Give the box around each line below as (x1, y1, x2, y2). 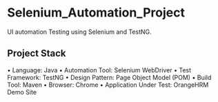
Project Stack (7, 48, 67, 59)
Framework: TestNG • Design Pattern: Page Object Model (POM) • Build (7, 73, 212, 81)
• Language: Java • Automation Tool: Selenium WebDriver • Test (7, 65, 192, 74)
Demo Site (7, 88, 37, 96)
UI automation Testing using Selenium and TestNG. (7, 28, 152, 36)
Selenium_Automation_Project (7, 5, 185, 21)
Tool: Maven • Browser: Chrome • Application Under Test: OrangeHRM (7, 81, 209, 89)
